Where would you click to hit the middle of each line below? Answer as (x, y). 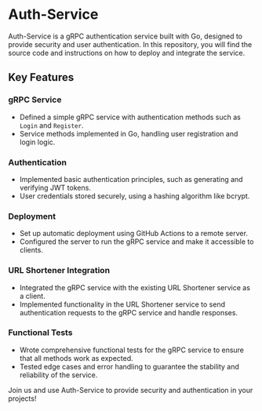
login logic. (37, 142)
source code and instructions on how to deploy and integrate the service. (127, 53)
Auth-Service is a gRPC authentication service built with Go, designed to (126, 36)
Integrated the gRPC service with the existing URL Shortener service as (135, 287)
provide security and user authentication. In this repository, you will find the (130, 44)
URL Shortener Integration (59, 271)
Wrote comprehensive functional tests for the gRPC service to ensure (132, 350)
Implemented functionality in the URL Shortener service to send (122, 304)
